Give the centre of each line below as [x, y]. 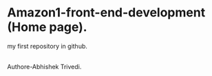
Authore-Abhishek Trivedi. [44, 66]
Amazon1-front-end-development [106, 13]
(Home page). [47, 27]
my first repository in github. [47, 46]
